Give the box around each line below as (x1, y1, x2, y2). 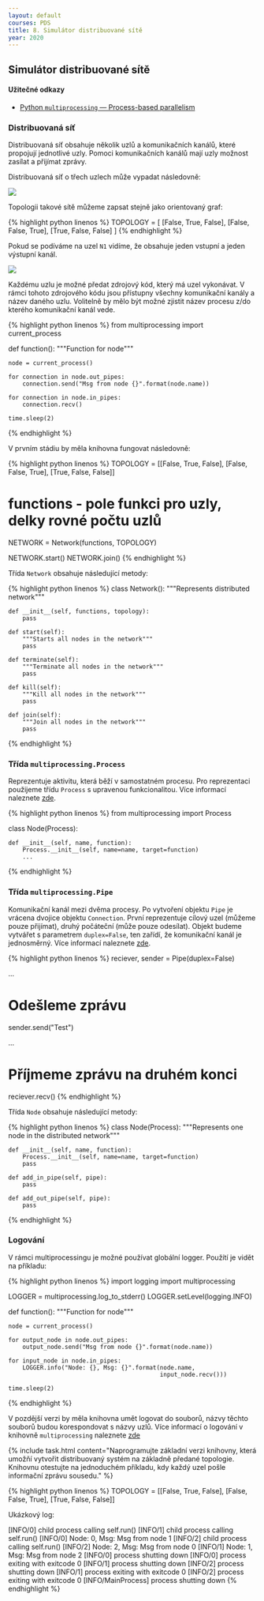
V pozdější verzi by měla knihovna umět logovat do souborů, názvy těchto (8, 1413, 248, 1422)
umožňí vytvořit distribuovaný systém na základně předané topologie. (8, 1454, 235, 1464)
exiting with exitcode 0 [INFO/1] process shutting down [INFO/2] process (8, 1558, 244, 1568)
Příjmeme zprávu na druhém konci (8, 1065, 238, 1083)
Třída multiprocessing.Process (8, 759, 126, 769)
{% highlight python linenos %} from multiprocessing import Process (8, 809, 232, 818)
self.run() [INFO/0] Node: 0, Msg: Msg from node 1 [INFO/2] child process (8, 1533, 247, 1543)
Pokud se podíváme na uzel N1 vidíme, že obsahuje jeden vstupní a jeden (8, 242, 246, 251)
